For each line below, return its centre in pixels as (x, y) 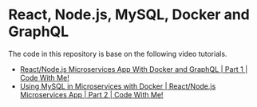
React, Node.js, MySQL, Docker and (129, 15)
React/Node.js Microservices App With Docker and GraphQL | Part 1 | (134, 69)
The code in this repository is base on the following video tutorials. (118, 53)
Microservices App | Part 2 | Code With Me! (91, 94)
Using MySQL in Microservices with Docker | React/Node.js (118, 86)
